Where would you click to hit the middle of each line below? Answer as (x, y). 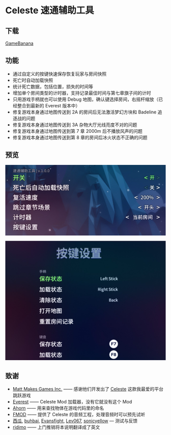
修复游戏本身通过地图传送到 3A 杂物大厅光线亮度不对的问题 (75, 125)
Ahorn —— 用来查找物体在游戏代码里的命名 (58, 408)
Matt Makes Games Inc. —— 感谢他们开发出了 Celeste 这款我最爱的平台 (88, 389)
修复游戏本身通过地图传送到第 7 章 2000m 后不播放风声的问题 (77, 131)
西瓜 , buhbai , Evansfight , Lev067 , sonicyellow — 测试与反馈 (75, 421)
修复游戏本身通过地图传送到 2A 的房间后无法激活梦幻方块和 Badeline (84, 112)
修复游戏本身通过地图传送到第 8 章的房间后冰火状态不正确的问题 (80, 137)
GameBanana (20, 43)
